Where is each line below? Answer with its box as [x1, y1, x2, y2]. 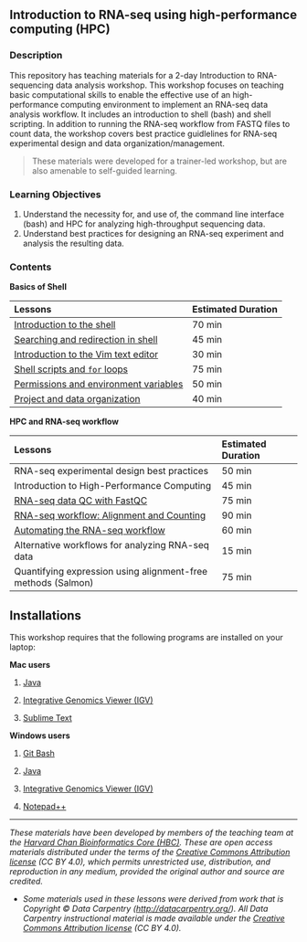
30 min [191, 348, 223, 361]
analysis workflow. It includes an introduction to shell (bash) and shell [9, 109, 271, 120]
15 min [221, 545, 252, 557]
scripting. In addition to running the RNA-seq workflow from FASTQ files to [9, 118, 291, 129]
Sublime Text [22, 713, 73, 724]
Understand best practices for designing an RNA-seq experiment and [22, 228, 285, 238]
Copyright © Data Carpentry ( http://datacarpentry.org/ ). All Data [22, 904, 269, 915]
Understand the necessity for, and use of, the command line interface [22, 208, 285, 219]
